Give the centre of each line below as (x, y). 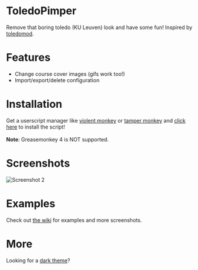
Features (28, 58)
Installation (34, 104)
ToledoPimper (41, 11)
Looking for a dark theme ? (38, 260)
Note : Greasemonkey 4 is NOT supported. (58, 139)
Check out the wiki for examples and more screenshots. (74, 220)
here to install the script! (35, 127)
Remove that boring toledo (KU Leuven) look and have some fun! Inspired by (99, 27)
